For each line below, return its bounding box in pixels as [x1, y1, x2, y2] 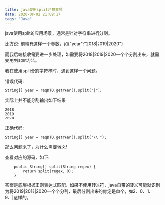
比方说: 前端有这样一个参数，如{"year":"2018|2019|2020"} [5, 41, 123, 47]
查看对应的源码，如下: [5, 154, 50, 160]
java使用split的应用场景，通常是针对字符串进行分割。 [5, 30, 113, 36]
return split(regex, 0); [23, 169, 74, 174]
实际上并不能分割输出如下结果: [5, 97, 67, 103]
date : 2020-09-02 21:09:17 [5, 12, 61, 17]
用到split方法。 [9, 58, 40, 63]
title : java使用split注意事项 [5, 7, 63, 12]
